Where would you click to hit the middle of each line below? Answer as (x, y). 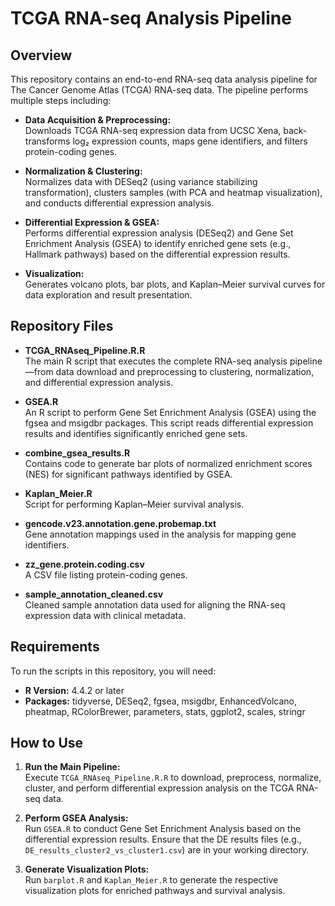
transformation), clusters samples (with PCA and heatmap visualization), (173, 192)
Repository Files (62, 326)
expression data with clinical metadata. (105, 615)
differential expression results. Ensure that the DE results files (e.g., (163, 839)
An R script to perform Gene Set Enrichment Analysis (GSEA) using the (170, 412)
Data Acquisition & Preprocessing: (98, 120)
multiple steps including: (61, 100)
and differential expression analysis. (99, 382)
